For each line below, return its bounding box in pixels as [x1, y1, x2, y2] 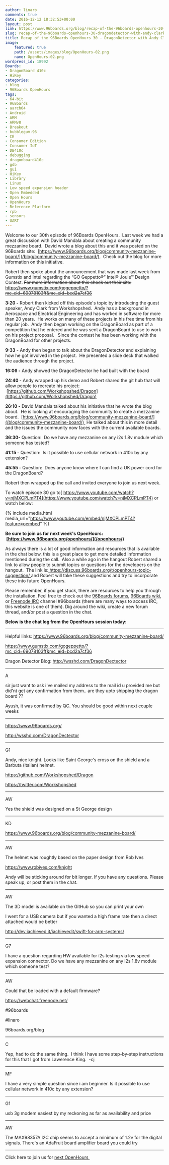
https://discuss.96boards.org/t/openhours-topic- [49, 567, 151, 573]
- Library [5, 176, 26, 181]
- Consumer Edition [5, 139, 46, 144]
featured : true [14, 45, 46, 50]
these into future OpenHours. [5, 578, 66, 584]
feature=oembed [5, 521, 40, 527]
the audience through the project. [5, 358, 75, 363]
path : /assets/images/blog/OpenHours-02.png [14, 49, 109, 54]
